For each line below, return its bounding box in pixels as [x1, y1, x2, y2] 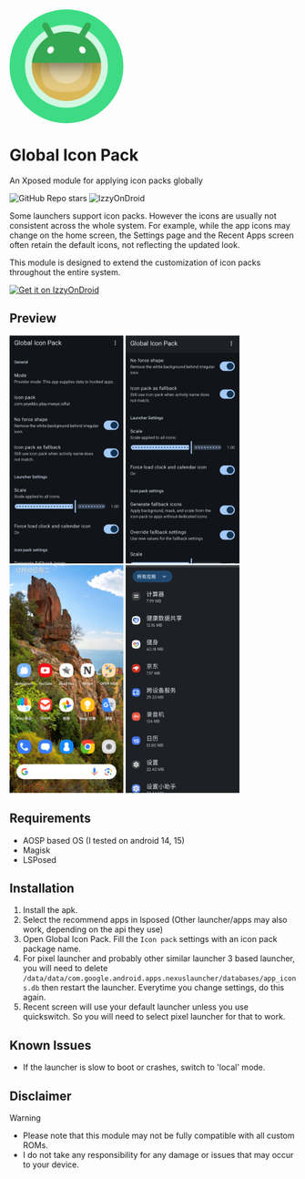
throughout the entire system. [9, 266, 121, 277]
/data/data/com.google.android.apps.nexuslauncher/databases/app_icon [22, 974, 297, 983]
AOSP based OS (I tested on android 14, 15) [22, 835, 185, 846]
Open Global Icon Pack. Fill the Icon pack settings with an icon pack [22, 934, 278, 945]
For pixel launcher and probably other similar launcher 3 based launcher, [22, 953, 296, 964]
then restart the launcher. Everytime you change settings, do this [41, 982, 285, 993]
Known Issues [9, 1038, 92, 1053]
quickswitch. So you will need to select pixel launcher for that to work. [22, 1011, 286, 1022]
